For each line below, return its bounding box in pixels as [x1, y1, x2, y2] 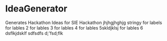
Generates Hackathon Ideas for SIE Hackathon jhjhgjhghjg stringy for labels [5, 19, 162, 25]
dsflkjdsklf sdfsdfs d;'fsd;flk [5, 30, 64, 36]
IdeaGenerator [5, 3, 68, 14]
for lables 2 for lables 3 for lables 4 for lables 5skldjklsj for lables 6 [5, 24, 143, 30]
